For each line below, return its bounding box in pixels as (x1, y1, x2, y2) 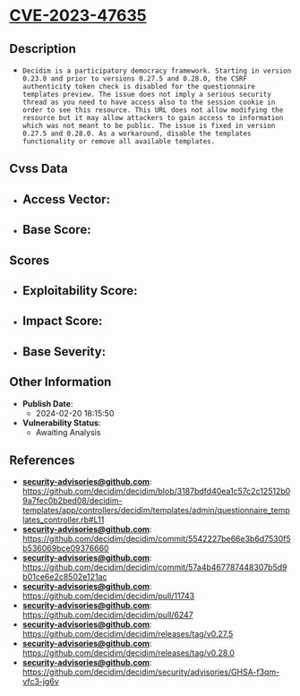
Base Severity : (21, 344, 106, 359)
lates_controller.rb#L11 (21, 514, 105, 525)
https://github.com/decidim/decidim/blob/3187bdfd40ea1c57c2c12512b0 (21, 485, 291, 497)
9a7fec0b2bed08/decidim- (21, 495, 123, 506)
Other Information (9, 374, 112, 390)
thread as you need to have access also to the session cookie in (21, 98, 276, 107)
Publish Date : (21, 398, 73, 408)
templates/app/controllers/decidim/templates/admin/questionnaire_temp (21, 505, 291, 516)
